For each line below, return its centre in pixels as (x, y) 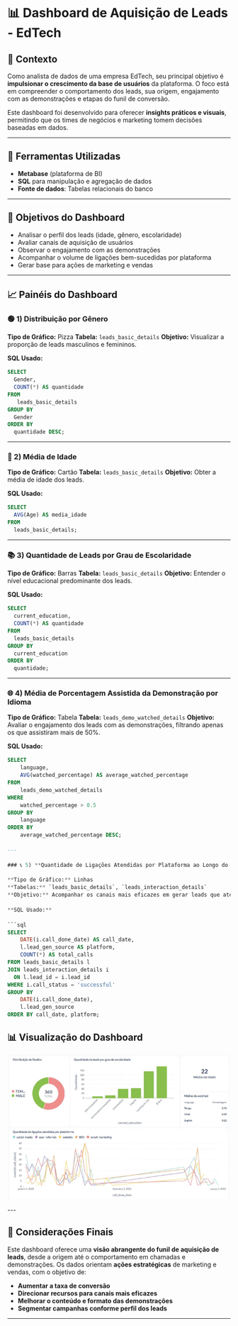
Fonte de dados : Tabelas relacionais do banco (85, 189)
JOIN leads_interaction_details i (58, 969)
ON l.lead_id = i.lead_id (52, 977)
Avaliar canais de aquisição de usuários (75, 242)
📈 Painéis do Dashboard (63, 295)
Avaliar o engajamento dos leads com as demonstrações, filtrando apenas (115, 725)
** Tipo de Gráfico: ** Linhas (50, 880)
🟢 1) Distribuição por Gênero (58, 319)
